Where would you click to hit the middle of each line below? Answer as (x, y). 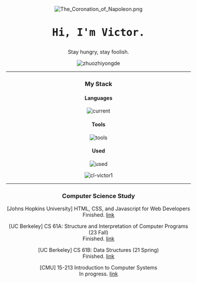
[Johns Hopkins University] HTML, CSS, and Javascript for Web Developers (98, 209)
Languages (98, 98)
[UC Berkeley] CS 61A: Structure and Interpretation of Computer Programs (98, 226)
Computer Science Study (98, 196)
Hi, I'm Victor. (98, 33)
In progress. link (98, 274)
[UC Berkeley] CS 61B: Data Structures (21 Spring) (98, 250)
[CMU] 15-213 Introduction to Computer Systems (98, 268)
